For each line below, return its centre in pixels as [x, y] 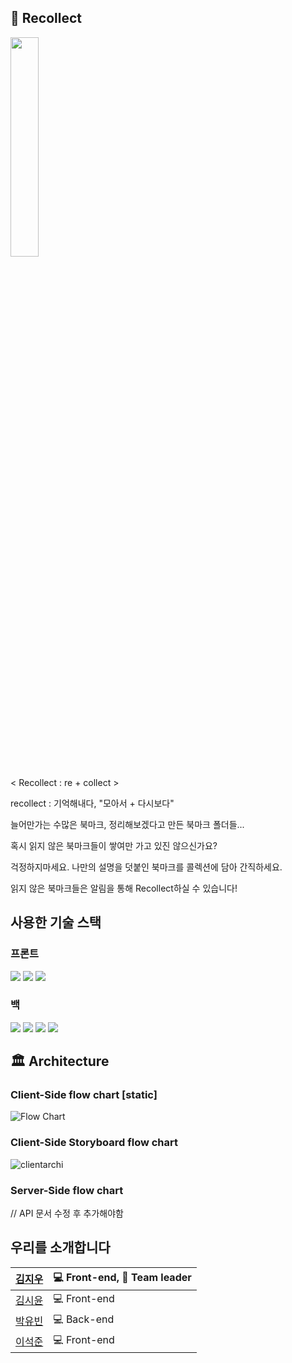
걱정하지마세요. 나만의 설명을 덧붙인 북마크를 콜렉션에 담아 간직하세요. [146, 867]
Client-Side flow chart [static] [84, 1095]
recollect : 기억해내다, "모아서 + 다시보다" [92, 803]
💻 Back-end [84, 1319]
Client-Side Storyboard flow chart [94, 1143]
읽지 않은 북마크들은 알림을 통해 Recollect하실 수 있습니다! [124, 888]
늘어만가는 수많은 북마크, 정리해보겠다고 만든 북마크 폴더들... [127, 824]
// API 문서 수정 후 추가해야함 [67, 1213]
